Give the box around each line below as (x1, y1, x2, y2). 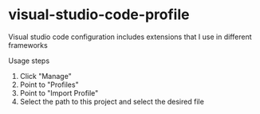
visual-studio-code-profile (8, 6, 190, 24)
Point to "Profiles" (19, 80, 79, 89)
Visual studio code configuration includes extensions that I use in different (8, 32, 253, 41)
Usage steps (8, 56, 50, 65)
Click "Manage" (19, 71, 72, 81)
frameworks (8, 40, 48, 49)
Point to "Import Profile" (19, 88, 99, 97)
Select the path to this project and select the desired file (19, 96, 205, 106)
